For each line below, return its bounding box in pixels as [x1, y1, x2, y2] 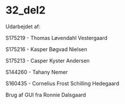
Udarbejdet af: [5, 23, 40, 30]
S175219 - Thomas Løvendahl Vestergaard [5, 34, 108, 41]
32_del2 [5, 4, 46, 17]
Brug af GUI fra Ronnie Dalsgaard [5, 91, 86, 98]
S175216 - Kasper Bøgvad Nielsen [5, 45, 87, 53]
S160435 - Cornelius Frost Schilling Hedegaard [5, 80, 120, 87]
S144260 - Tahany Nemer [5, 68, 68, 75]
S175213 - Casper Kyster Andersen [5, 57, 90, 64]
